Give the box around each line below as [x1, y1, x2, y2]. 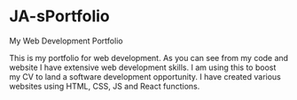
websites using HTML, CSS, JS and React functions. [9, 81, 200, 91]
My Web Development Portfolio [9, 35, 123, 46]
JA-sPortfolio [9, 6, 111, 27]
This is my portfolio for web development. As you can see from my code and [9, 52, 289, 63]
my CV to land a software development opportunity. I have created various [9, 71, 281, 81]
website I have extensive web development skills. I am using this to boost [9, 62, 277, 73]
